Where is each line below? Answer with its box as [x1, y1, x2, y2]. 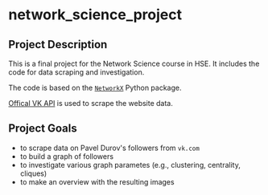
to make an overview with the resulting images [19, 177, 175, 186]
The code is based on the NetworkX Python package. [8, 83, 182, 92]
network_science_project [8, 6, 183, 24]
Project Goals [8, 122, 78, 136]
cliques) [19, 169, 47, 178]
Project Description [8, 38, 108, 51]
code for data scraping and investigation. [8, 67, 145, 77]
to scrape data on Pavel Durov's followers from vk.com [19, 143, 200, 152]
